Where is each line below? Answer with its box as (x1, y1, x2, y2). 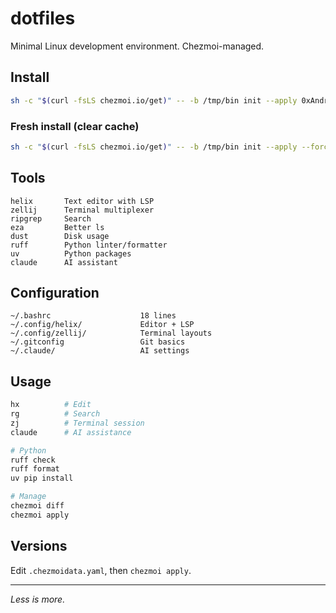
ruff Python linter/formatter (10, 240, 168, 250)
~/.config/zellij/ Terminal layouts (10, 328, 213, 339)
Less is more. (10, 593, 66, 605)
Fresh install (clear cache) (10, 119, 140, 133)
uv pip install (10, 473, 74, 484)
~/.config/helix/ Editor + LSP (10, 320, 195, 330)
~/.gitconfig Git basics (10, 337, 186, 347)
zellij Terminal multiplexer (10, 205, 155, 215)
